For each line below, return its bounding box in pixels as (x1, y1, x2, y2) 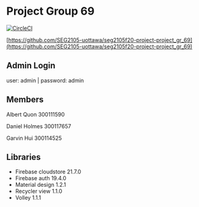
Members (6, 95, 44, 105)
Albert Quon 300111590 (6, 111, 65, 118)
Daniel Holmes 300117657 (6, 122, 71, 129)
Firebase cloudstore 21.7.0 (15, 168, 81, 175)
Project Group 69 (6, 4, 95, 18)
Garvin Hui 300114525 (6, 134, 62, 142)
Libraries (6, 151, 41, 162)
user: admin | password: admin (6, 76, 84, 84)
